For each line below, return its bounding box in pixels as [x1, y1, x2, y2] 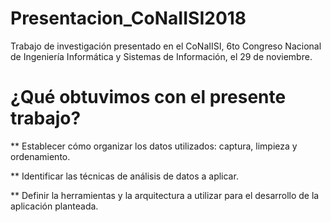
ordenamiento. [10, 150, 71, 162]
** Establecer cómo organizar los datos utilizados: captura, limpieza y [10, 140, 298, 152]
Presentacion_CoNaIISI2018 [10, 7, 247, 30]
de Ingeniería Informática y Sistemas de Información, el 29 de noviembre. [10, 50, 313, 62]
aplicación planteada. [10, 200, 99, 212]
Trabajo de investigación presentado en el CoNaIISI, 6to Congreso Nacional [10, 40, 322, 52]
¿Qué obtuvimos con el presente [10, 86, 287, 109]
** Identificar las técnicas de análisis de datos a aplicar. [10, 170, 239, 182]
